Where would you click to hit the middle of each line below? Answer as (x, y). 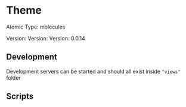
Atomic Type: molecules (36, 27)
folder (13, 77)
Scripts (20, 97)
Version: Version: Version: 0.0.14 (46, 38)
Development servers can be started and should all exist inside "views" (93, 71)
